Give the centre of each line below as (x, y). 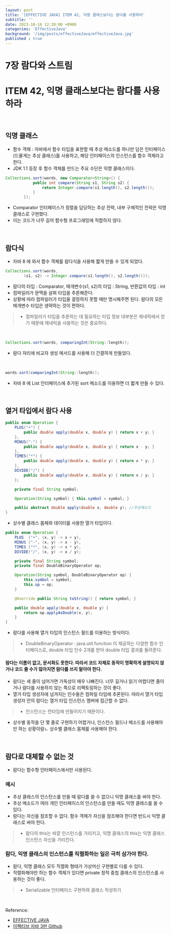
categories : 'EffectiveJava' (36, 29)
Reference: (17, 910)
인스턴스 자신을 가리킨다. (50, 840)
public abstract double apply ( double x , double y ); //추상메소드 (83, 508)
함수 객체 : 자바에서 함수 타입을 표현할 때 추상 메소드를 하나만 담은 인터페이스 (89, 149)
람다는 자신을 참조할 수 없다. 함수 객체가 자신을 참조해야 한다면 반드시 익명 (86, 816)
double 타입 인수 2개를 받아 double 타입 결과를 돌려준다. (105, 650)
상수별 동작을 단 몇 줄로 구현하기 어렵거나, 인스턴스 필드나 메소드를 (79, 722)
